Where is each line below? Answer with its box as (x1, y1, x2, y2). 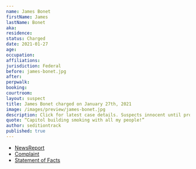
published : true (6, 128, 45, 134)
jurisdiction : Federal (6, 63, 61, 69)
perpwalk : (6, 80, 30, 85)
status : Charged (6, 36, 45, 42)
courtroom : (6, 90, 33, 96)
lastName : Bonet (6, 19, 45, 25)
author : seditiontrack (6, 123, 61, 129)
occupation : (6, 52, 35, 58)
